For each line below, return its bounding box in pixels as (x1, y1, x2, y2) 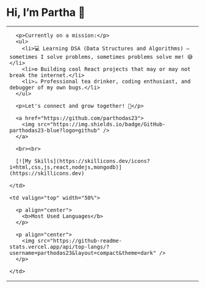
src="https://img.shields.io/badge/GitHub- (37, 121, 166, 127)
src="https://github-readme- (37, 237, 122, 244)
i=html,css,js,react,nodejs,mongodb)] (9, 164, 122, 170)
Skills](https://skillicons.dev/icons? (34, 157, 151, 164)
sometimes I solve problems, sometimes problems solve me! (9, 53, 185, 60)
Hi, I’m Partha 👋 (6, 6, 85, 20)
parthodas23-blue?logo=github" (9, 127, 101, 134)
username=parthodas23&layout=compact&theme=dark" (9, 249, 157, 256)
